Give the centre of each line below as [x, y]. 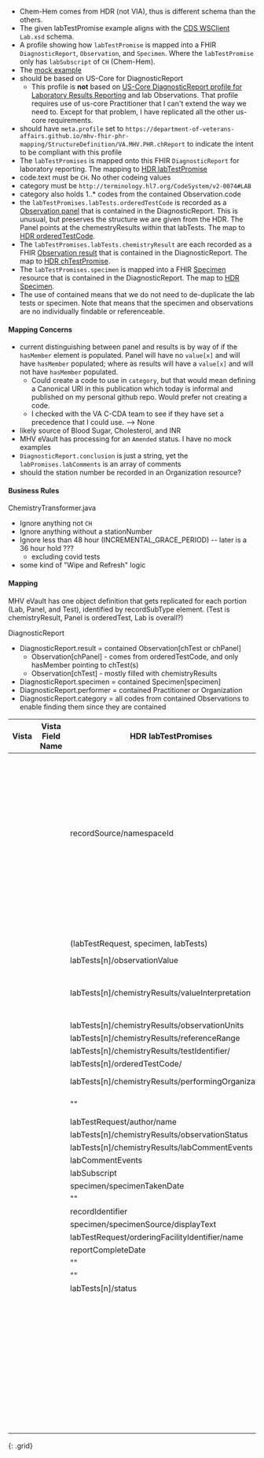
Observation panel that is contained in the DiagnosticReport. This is [128, 211]
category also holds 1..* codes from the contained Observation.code [130, 194]
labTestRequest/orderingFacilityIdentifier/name [157, 1237]
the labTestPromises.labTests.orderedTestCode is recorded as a [123, 203]
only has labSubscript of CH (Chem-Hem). [87, 61]
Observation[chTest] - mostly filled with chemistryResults [124, 673]
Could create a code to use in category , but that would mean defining [143, 381]
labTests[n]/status [104, 1288]
